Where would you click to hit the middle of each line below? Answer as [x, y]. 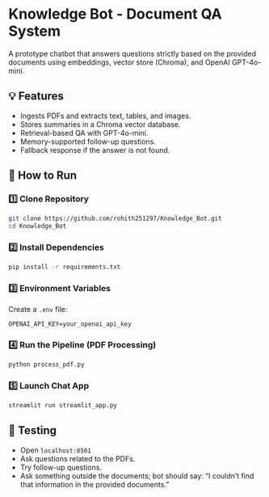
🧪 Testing [33, 430]
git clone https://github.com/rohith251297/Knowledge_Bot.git [115, 219]
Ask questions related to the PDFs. [78, 458]
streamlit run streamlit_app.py [63, 406]
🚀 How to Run [43, 176]
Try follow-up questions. [61, 467]
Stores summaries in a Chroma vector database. [100, 124]
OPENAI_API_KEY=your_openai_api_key [70, 324]
